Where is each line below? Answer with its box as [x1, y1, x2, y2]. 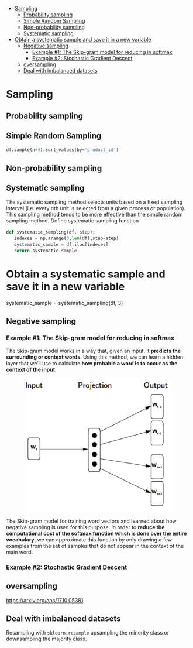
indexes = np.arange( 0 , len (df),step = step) [13, 235, 119, 242]
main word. [6, 548, 33, 556]
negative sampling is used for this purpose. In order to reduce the [6, 523, 165, 530]
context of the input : [6, 366, 57, 373]
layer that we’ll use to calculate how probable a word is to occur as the [6, 359, 178, 366]
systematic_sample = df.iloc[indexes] [13, 242, 109, 248]
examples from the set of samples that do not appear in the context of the [6, 542, 184, 549]
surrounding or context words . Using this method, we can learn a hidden [6, 354, 184, 361]
